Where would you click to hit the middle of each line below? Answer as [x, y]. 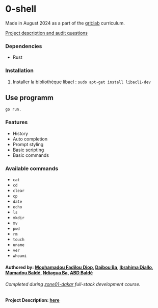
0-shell [21, 9]
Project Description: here [32, 300]
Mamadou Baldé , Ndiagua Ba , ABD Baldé [49, 273]
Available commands [32, 168]
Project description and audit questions [47, 33]
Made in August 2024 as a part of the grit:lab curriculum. [65, 23]
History [20, 133]
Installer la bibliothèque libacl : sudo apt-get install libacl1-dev [82, 82]
